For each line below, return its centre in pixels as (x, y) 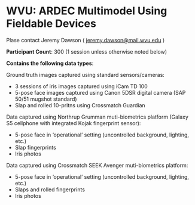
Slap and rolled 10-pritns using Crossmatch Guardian (80, 105)
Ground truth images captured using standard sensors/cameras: (85, 74)
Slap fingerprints (36, 147)
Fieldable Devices (51, 24)
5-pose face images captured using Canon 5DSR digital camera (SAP (100, 92)
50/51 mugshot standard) (46, 99)
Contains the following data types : (50, 63)
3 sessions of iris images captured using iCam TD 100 (81, 86)
